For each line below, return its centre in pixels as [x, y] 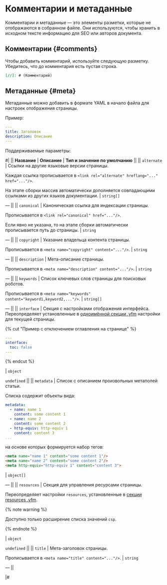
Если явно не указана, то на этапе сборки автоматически [67, 224]
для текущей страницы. [30, 319]
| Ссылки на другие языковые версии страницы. [57, 165]
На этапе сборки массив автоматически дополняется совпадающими [80, 190]
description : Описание [29, 136]
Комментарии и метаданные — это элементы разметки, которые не [78, 22]
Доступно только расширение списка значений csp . [61, 519]
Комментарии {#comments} [51, 49]
